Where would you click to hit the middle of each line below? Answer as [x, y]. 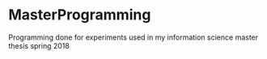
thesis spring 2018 [39, 45]
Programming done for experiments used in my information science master [133, 37]
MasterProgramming [80, 15]
